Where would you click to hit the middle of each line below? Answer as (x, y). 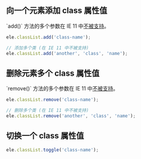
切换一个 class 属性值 (45, 136)
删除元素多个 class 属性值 (53, 73)
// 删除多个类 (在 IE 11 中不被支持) (47, 111)
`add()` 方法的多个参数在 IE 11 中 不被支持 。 (58, 26)
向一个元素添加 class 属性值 (57, 11)
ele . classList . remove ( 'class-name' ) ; (53, 100)
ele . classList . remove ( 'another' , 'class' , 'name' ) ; (71, 116)
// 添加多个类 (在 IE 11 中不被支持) (47, 48)
